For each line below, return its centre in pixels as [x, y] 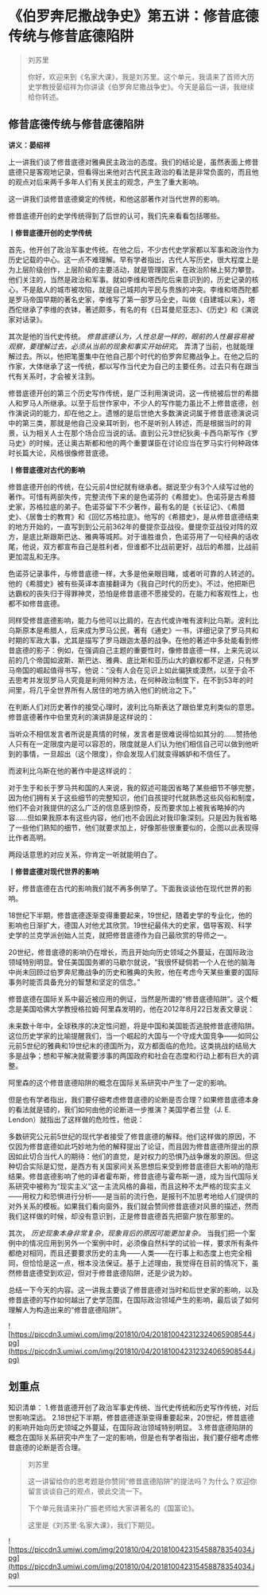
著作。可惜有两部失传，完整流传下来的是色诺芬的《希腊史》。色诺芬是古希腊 [132, 497]
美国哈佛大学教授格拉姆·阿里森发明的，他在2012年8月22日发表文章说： [138, 1008]
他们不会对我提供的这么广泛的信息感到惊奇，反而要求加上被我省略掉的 [123, 807]
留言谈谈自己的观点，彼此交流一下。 [87, 1491]
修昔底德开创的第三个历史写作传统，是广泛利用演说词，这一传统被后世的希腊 [133, 393]
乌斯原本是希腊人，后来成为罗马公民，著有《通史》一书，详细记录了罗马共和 [133, 630]
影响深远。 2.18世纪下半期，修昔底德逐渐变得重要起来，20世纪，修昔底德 [135, 1417]
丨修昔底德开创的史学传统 [50, 233]
